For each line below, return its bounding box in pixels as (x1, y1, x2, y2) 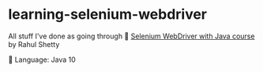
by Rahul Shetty (8, 39, 60, 49)
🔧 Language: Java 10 (8, 55, 77, 64)
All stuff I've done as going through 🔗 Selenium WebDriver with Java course (8, 31, 255, 41)
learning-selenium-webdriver (8, 5, 208, 23)
